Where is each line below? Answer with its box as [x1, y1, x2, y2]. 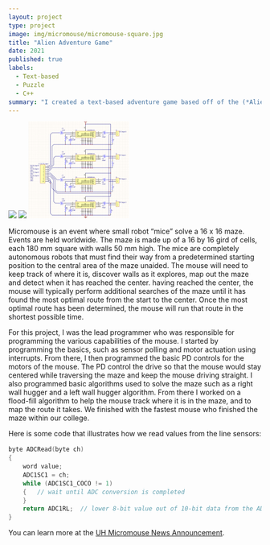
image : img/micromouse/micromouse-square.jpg [8, 30, 163, 38]
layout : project [8, 13, 63, 21]
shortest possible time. [8, 312, 84, 322]
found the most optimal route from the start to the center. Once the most [8, 295, 247, 305]
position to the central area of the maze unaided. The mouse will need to [8, 261, 249, 270]
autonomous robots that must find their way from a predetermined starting [8, 252, 255, 262]
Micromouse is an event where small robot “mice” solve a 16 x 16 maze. [8, 226, 245, 237]
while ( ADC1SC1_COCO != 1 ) [22, 479, 113, 487]
